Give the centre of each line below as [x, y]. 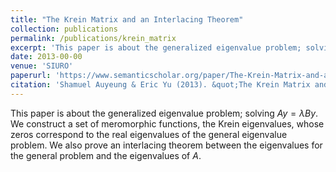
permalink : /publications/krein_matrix [93, 38]
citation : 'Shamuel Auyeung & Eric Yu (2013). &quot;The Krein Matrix [160, 85]
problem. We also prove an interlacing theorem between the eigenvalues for [166, 145]
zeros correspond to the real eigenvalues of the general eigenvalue [149, 134]
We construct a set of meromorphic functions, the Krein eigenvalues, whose [167, 123]
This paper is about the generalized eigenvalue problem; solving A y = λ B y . [164, 113]
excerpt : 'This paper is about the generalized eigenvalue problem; [156, 47]
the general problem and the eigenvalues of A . [106, 155]
